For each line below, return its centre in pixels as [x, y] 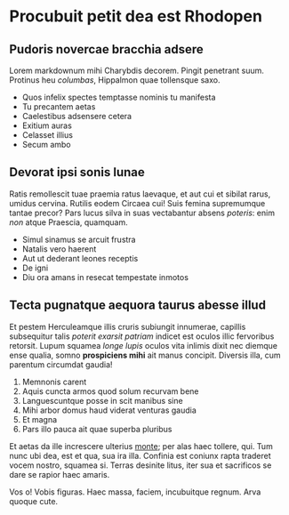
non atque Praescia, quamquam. [68, 222]
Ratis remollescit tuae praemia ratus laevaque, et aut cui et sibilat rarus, [140, 194]
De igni [35, 268]
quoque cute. [34, 501]
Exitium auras [47, 125]
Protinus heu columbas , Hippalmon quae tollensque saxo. [115, 80]
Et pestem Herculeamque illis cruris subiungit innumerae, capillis [128, 326]
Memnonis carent [54, 382]
